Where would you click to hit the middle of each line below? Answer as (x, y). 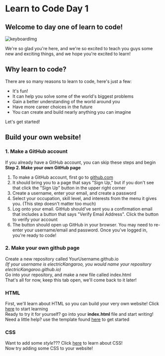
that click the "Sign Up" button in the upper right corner (69, 188)
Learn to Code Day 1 (47, 9)
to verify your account (35, 219)
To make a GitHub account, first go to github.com (63, 177)
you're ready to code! (34, 235)
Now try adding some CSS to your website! (49, 349)
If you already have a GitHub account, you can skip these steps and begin (81, 162)
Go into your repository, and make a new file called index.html (68, 275)
